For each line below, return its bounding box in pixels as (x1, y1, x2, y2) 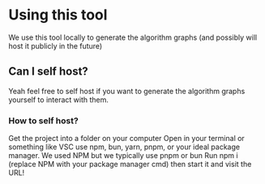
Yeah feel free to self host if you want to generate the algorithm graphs (8, 86, 246, 96)
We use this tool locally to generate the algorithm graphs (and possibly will (8, 32, 258, 42)
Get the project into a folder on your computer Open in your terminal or (8, 134, 245, 143)
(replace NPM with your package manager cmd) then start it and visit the (8, 160, 252, 169)
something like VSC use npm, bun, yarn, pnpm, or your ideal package (8, 142, 241, 152)
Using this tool (8, 6, 108, 24)
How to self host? (8, 115, 79, 126)
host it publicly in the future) (8, 41, 103, 50)
